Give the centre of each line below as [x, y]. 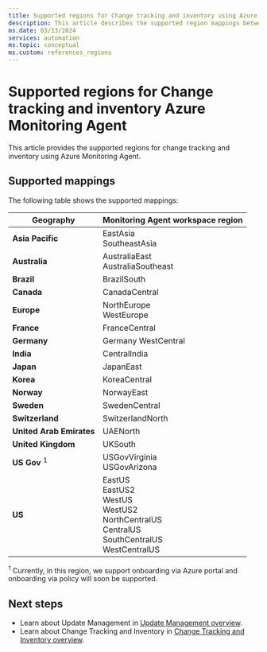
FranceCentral [129, 328]
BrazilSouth [124, 279]
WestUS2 [120, 510]
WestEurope [125, 315]
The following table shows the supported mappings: [93, 200]
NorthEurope [126, 305]
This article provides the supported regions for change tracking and [119, 147]
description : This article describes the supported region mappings [124, 23]
